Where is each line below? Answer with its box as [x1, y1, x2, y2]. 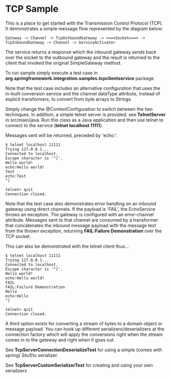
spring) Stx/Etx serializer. [5, 352, 58, 358]
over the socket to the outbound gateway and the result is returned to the [5, 54, 160, 61]
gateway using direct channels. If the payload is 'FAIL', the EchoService [5, 206, 156, 212]
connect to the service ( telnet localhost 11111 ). [5, 122, 103, 128]
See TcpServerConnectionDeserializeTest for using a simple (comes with [5, 347, 162, 353]
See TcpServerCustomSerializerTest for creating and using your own [5, 362, 153, 368]
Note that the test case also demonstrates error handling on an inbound [5, 201, 156, 207]
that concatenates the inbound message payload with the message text [5, 222, 156, 228]
